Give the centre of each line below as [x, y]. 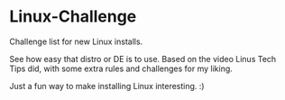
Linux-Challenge [73, 17]
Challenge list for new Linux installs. [76, 41]
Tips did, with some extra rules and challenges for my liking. [121, 68]
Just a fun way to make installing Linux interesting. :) [107, 86]
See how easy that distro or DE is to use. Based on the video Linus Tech [143, 59]
